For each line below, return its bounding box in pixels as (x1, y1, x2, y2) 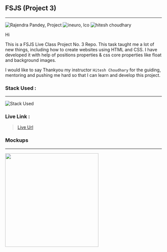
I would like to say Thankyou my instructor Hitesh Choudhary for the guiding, (5, 67, 161, 73)
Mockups (5, 137, 29, 144)
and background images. (5, 57, 56, 63)
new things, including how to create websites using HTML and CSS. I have (5, 46, 158, 52)
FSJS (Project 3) (5, 4, 57, 12)
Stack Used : (5, 84, 36, 91)
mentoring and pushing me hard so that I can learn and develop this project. (5, 72, 161, 78)
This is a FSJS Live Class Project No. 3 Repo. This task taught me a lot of (5, 41, 155, 47)
